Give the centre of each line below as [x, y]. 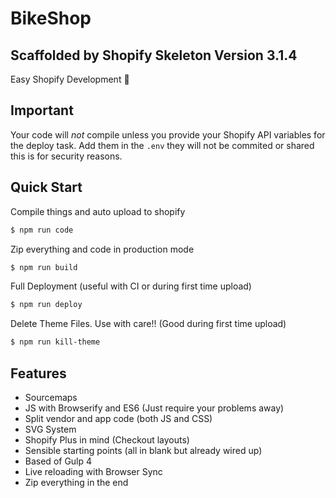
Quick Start [46, 187]
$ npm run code [42, 230]
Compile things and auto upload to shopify [98, 211]
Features [38, 373]
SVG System [50, 429]
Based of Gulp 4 [58, 461]
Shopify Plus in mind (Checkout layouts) [107, 439]
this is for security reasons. [66, 156]
